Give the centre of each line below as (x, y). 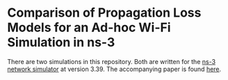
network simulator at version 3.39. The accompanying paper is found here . (114, 69)
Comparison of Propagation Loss (104, 13)
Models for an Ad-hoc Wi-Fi (89, 27)
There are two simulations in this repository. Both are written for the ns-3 (112, 61)
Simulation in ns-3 (61, 42)
